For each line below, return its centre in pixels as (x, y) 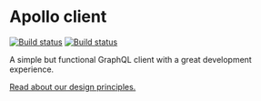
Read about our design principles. (73, 86)
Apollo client (58, 17)
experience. (32, 69)
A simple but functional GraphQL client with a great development (130, 59)
